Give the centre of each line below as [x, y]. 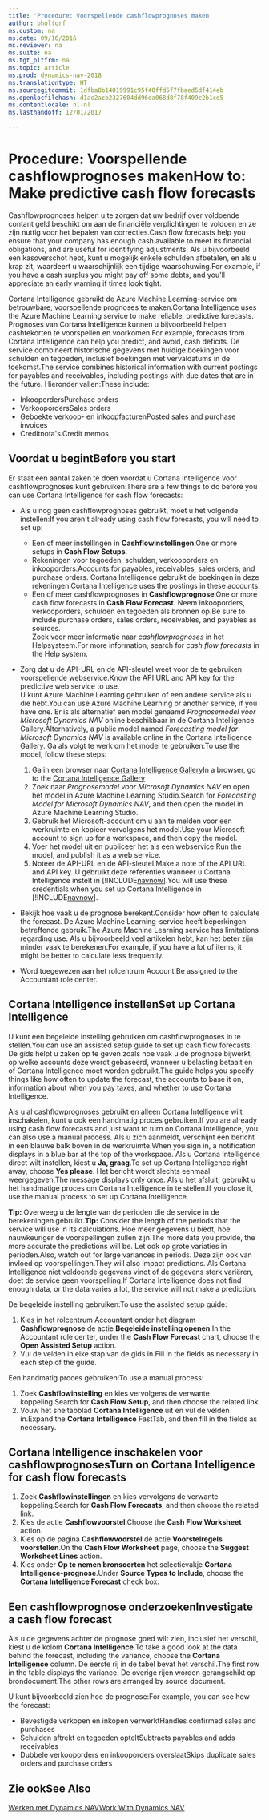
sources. [46, 628]
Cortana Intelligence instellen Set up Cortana [122, 1004]
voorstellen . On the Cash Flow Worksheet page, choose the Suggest [134, 1548]
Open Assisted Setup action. [68, 1345]
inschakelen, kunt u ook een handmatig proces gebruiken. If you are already [133, 1120]
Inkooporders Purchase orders [69, 399]
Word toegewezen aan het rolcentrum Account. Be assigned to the [128, 970]
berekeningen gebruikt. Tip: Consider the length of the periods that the [124, 1220]
